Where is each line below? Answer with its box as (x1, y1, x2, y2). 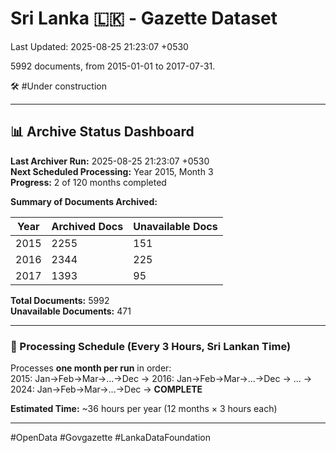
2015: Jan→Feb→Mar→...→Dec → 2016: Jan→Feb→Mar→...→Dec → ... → (10, 373, 313, 385)
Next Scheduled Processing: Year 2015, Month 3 (10, 165, 214, 177)
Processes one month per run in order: (10, 362, 172, 374)
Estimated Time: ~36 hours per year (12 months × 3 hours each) (10, 403, 278, 415)
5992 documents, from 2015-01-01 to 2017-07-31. (10, 60, 216, 72)
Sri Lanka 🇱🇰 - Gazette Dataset (10, 7, 278, 30)
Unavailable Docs (133, 219, 218, 233)
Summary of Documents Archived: (10, 195, 158, 207)
